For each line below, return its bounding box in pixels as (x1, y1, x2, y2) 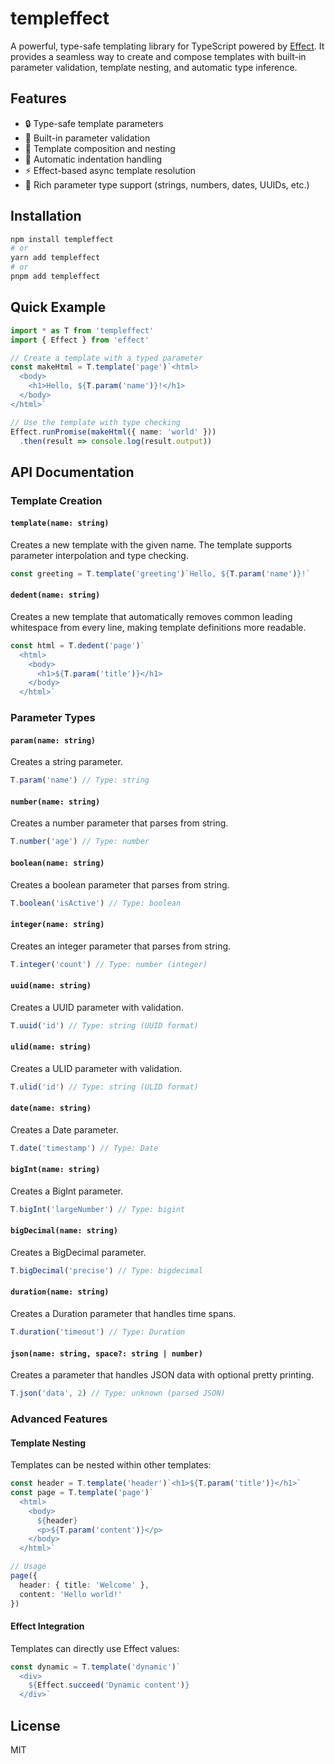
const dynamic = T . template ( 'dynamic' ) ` (10, 1662, 182, 1672)
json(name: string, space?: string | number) (10, 1348, 203, 1359)
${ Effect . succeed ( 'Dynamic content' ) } (28, 1680, 190, 1691)
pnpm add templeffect (10, 272, 101, 282)
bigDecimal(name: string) (10, 1226, 118, 1236)
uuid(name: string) (10, 981, 92, 991)
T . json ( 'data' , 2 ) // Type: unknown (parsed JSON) (10, 1388, 226, 1399)
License (10, 1717, 61, 1734)
